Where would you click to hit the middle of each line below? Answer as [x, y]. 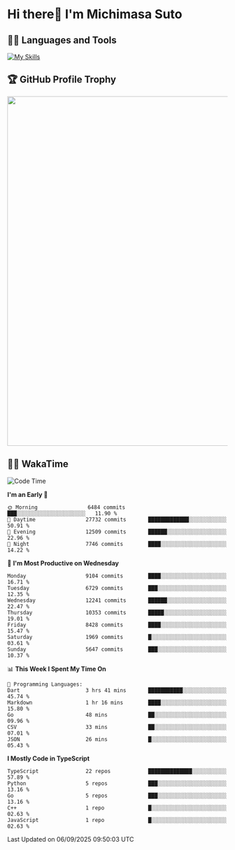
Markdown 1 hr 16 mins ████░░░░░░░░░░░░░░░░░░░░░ [117, 703]
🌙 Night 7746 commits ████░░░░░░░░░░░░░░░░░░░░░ [117, 544]
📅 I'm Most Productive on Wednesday [63, 563]
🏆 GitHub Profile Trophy [62, 80]
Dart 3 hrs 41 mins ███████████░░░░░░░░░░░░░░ [117, 690]
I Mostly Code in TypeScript [48, 758]
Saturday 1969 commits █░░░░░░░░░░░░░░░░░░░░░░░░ [117, 637]
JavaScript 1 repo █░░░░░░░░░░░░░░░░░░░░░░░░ [117, 820]
